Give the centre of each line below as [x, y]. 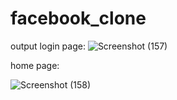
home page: [35, 65]
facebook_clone [78, 18]
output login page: [48, 46]
